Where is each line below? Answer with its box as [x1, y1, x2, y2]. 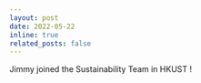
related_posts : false [9, 38, 92, 48]
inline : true [9, 30, 59, 39]
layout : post [9, 13, 59, 23]
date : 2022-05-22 [9, 22, 75, 31]
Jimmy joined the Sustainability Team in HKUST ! [9, 64, 193, 75]
